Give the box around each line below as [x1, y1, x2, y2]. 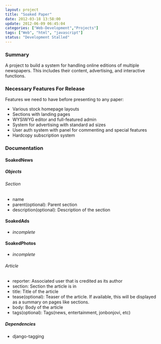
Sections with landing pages [12, 111, 70, 117]
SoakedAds [5, 218, 30, 224]
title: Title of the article [12, 289, 58, 295]
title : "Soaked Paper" [5, 12, 52, 17]
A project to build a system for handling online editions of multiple [5, 62, 140, 68]
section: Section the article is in [12, 283, 77, 290]
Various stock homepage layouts [12, 106, 79, 112]
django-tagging [12, 334, 45, 340]
